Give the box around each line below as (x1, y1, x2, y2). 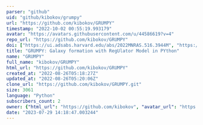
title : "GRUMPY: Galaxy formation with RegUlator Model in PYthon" (6, 48, 180, 54)
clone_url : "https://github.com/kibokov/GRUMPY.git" (6, 82, 142, 88)
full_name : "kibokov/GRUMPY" (6, 59, 80, 65)
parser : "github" (6, 8, 50, 15)
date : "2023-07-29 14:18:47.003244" (6, 109, 98, 115)
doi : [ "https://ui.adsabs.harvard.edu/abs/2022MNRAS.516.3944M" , (6, 43, 174, 49)
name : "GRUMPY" (6, 53, 45, 59)
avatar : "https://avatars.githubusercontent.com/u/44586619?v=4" (6, 31, 174, 37)
